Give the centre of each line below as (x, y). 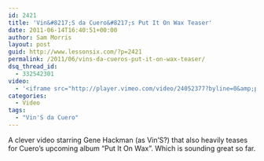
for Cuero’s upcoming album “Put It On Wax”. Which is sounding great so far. (132, 148)
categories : (27, 96)
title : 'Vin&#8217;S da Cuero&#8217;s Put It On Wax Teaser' (110, 23)
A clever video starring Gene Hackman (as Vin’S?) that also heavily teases (128, 140)
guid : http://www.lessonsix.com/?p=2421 (75, 52)
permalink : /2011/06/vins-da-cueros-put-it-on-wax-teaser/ (107, 60)
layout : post (29, 45)
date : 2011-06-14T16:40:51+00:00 (63, 30)
